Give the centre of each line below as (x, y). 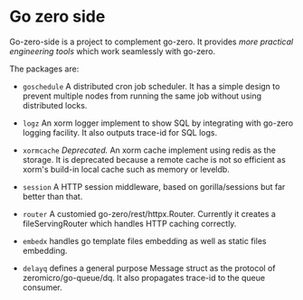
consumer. (42, 287)
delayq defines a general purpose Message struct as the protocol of (149, 267)
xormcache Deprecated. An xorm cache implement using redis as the (149, 150)
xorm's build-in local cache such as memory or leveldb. (126, 169)
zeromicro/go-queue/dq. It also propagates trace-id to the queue (143, 277)
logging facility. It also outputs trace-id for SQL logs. (120, 132)
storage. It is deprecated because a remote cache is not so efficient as (154, 159)
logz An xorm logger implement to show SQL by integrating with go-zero (158, 123)
